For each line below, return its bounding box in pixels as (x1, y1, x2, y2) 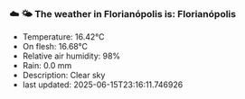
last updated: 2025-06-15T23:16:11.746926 (22, 79, 184, 90)
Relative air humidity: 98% (22, 50, 121, 61)
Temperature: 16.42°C (22, 31, 106, 42)
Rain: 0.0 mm (22, 60, 72, 71)
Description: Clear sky (22, 70, 106, 81)
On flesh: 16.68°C (22, 41, 89, 52)
